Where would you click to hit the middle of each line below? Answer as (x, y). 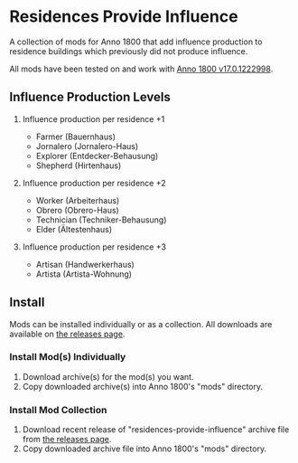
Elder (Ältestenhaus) (74, 229)
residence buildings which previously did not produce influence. (129, 51)
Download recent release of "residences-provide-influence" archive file (156, 430)
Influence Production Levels (90, 97)
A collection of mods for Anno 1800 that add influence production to (136, 42)
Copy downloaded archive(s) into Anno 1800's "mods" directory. (143, 386)
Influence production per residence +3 (94, 247)
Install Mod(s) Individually (68, 357)
